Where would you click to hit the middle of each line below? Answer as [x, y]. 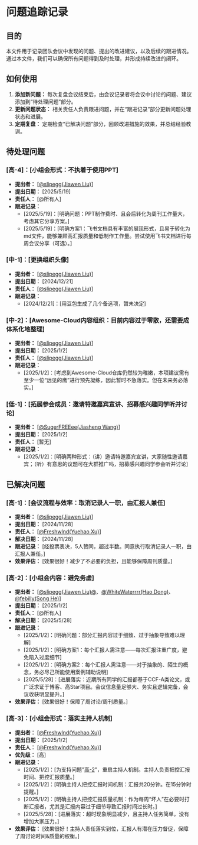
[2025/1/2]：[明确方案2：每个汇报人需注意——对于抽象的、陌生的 [103, 665]
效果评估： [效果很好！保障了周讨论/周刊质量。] [71, 702]
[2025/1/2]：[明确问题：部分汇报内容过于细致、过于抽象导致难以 [102, 635]
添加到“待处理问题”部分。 [45, 102]
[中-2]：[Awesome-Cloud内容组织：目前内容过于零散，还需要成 [98, 320]
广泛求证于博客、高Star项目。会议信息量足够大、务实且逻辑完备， [103, 687]
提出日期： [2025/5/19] [42, 191]
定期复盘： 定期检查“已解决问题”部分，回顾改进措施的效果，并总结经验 [100, 124]
